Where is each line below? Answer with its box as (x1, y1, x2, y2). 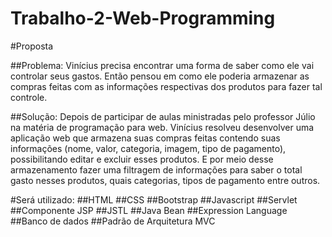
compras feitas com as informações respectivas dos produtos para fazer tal (10, 80, 323, 92)
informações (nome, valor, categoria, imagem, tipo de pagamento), (10, 142, 287, 154)
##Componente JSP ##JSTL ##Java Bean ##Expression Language (10, 204, 288, 216)
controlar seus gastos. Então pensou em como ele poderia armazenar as (10, 70, 310, 82)
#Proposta (10, 40, 54, 52)
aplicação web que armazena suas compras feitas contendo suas (10, 132, 281, 144)
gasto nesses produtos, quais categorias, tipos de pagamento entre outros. (10, 174, 321, 186)
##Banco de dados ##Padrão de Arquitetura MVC (10, 215, 216, 227)
